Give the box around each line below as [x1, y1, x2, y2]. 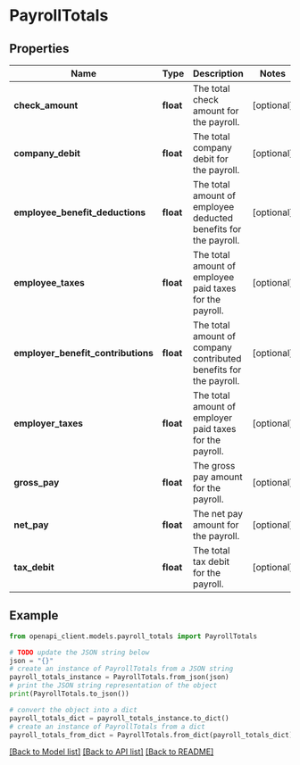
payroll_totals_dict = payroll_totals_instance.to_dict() [9, 713, 229, 723]
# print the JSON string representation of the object [9, 681, 218, 690]
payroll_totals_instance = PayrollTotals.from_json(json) [9, 673, 229, 682]
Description [192, 68, 244, 79]
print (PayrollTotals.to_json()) [9, 689, 129, 699]
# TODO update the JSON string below [9, 648, 150, 657]
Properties [9, 41, 70, 56]
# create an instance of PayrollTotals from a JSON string [9, 664, 234, 674]
